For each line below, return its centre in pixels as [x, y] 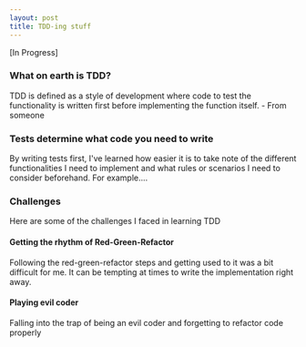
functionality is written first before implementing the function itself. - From [148, 105]
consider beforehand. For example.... [79, 178]
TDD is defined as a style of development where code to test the [131, 96]
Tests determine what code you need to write [112, 138]
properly [25, 332]
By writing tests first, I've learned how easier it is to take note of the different [153, 158]
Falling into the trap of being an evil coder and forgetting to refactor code [147, 322]
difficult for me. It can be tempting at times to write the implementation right [152, 272]
